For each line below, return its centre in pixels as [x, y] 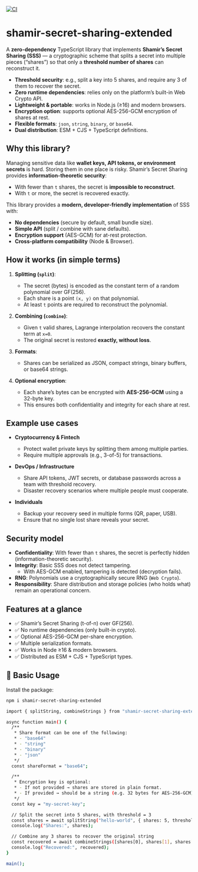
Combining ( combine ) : [41, 316]
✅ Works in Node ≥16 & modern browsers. [66, 650]
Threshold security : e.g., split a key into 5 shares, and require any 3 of [100, 79]
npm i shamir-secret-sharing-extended [54, 700]
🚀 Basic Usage [33, 675]
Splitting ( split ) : [35, 274]
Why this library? [38, 149]
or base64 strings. [46, 369]
